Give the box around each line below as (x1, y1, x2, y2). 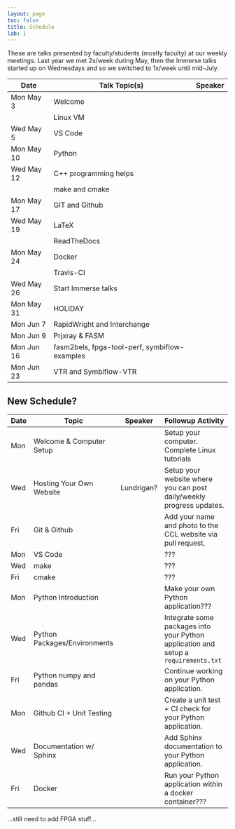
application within (164, 779, 222, 789)
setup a (164, 648, 189, 658)
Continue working (164, 666, 223, 676)
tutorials (164, 454, 192, 464)
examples (53, 351, 86, 361)
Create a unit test (164, 695, 221, 705)
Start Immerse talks (53, 283, 117, 293)
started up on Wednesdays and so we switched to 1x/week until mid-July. (7, 64, 219, 72)
